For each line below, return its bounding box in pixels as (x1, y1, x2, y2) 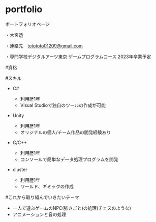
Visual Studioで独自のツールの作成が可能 (20, 102, 106, 108)
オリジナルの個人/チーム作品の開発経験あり (20, 129, 111, 135)
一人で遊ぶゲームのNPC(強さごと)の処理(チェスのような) (12, 205, 131, 211)
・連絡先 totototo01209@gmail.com (5, 42, 83, 49)
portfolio (5, 4, 43, 15)
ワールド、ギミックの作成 (20, 183, 74, 189)
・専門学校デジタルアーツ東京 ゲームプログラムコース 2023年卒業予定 (5, 53, 151, 60)
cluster (12, 166, 27, 173)
